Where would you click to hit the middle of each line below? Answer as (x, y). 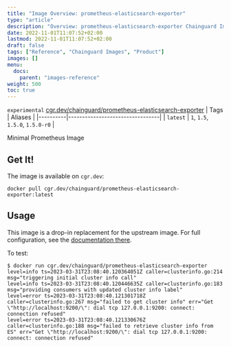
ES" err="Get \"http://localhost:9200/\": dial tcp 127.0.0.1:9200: (107, 332)
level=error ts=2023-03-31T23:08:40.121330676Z (77, 320)
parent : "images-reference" (59, 77)
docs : (21, 71)
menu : (15, 65)
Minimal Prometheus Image (46, 138)
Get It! (21, 159)
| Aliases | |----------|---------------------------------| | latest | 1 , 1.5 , (108, 117)
